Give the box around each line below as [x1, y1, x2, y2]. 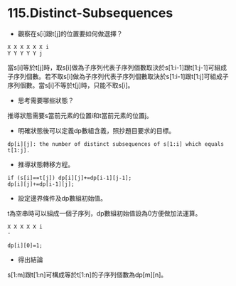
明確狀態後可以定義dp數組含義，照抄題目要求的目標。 [17, 126, 176, 134]
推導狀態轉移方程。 [17, 160, 75, 169]
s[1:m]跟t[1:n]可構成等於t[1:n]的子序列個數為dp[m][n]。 [7, 270, 168, 279]
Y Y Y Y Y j [7, 50, 43, 57]
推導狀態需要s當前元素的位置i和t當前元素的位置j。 [7, 111, 153, 120]
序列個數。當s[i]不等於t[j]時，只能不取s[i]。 [7, 80, 134, 90]
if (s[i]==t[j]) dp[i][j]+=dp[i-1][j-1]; [7, 174, 132, 181]
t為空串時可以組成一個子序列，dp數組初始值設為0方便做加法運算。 [7, 208, 202, 218]
